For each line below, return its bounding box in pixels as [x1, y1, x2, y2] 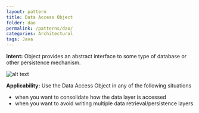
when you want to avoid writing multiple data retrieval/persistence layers [14, 100, 194, 107]
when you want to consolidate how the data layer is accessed [14, 93, 167, 101]
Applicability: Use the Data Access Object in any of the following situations [6, 82, 192, 89]
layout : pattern [6, 8, 46, 15]
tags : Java [6, 36, 33, 42]
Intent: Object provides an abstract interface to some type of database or [6, 53, 187, 59]
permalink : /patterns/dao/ [6, 25, 73, 32]
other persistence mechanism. [6, 59, 81, 66]
